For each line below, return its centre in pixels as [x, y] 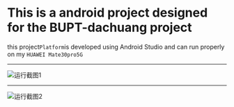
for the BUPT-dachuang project [100, 27]
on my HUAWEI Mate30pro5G [45, 54]
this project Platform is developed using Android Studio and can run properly [116, 47]
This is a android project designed [108, 13]
